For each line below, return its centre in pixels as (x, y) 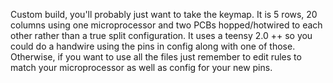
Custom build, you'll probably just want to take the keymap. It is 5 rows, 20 (164, 14)
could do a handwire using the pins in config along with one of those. (153, 46)
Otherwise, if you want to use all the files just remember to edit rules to (156, 57)
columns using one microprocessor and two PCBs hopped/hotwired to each (166, 25)
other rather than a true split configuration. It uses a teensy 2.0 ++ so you (161, 35)
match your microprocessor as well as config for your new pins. (141, 67)
